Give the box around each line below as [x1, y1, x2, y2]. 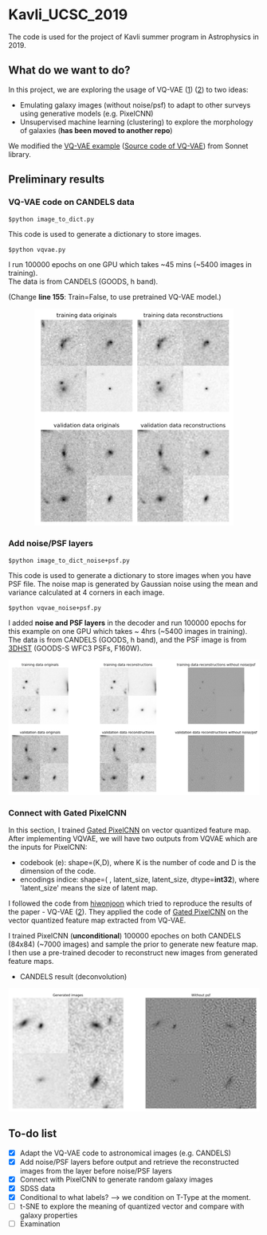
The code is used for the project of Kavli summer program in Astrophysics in [8, 32, 259, 41]
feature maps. [8, 956, 54, 966]
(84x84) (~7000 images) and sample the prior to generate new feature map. [8, 939, 259, 949]
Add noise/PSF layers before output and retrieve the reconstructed [19, 1157, 239, 1166]
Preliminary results [8, 173, 105, 187]
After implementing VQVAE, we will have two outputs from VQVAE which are [8, 833, 257, 843]
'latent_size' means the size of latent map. [19, 883, 158, 892]
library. [8, 149, 32, 159]
